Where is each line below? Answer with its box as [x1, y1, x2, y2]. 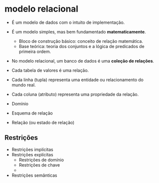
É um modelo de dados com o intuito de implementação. [11, 19, 125, 25]
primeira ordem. [18, 49, 52, 54]
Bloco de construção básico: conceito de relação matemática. [18, 38, 143, 44]
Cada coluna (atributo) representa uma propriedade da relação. [11, 91, 139, 97]
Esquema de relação [11, 110, 53, 116]
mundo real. [11, 82, 36, 88]
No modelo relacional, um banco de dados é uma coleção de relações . [11, 58, 154, 64]
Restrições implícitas [11, 147, 53, 152]
